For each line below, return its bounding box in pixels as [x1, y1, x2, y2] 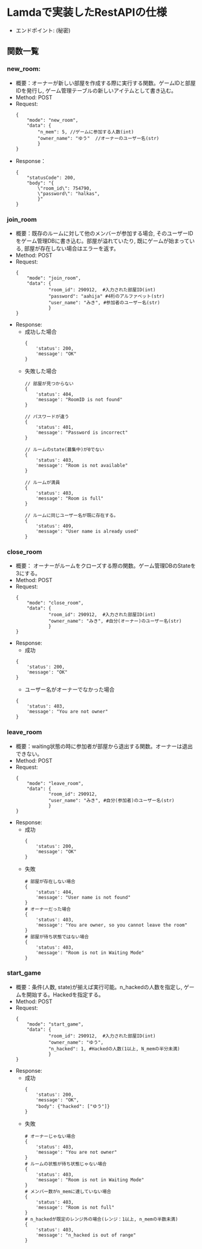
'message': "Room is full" [36, 495, 104, 502]
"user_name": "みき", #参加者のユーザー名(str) [48, 299, 160, 306]
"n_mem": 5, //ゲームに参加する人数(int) [37, 128, 134, 135]
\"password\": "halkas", [37, 190, 100, 197]
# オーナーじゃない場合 [24, 1133, 76, 1139]
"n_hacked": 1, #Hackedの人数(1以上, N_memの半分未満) [48, 1045, 180, 1052]
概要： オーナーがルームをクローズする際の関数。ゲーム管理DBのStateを [15, 562, 196, 569]
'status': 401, [36, 424, 74, 430]
